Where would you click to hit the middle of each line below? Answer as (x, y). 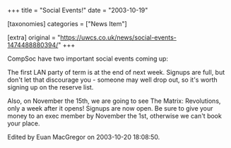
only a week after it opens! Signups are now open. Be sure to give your (110, 108)
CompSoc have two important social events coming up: (88, 58)
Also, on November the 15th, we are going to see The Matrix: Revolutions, (114, 101)
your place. (24, 123)
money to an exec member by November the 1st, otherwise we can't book (115, 116)
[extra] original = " (34, 37)
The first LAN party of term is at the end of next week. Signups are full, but (116, 72)
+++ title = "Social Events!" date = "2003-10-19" (78, 10)
